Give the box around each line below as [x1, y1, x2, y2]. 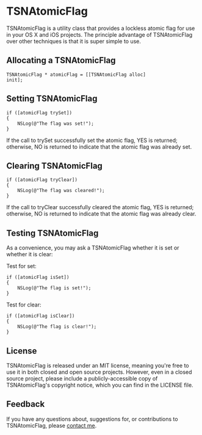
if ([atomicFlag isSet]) [6, 274, 70, 281]
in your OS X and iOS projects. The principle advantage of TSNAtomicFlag [6, 31, 193, 38]
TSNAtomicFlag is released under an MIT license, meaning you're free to [6, 362, 189, 369]
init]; [6, 76, 23, 83]
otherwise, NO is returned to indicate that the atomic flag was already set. [6, 143, 192, 151]
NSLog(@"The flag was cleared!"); [17, 188, 105, 194]
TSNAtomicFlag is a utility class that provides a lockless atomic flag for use [6, 24, 195, 32]
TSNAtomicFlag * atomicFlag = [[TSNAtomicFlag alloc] [6, 72, 146, 78]
